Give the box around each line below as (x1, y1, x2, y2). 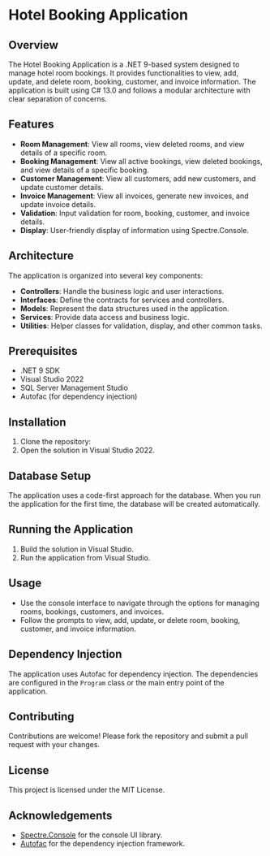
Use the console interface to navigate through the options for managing (19, 598, 259, 607)
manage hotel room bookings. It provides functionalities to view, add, (8, 68, 239, 78)
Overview (8, 38, 59, 52)
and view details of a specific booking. (19, 165, 150, 175)
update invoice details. (19, 199, 96, 209)
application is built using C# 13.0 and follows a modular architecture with (8, 85, 251, 95)
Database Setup (8, 469, 92, 482)
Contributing (8, 709, 75, 724)
